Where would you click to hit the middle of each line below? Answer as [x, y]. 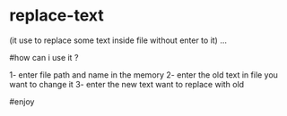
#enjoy [22, 101]
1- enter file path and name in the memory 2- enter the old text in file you [143, 75]
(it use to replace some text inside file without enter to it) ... [118, 40]
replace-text [57, 16]
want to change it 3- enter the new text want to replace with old [127, 84]
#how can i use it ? [44, 57]
